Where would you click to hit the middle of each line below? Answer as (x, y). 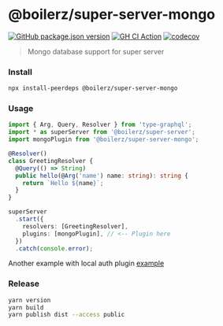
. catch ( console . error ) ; (54, 248)
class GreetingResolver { (50, 161)
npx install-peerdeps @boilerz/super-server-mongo (93, 88)
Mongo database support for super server (96, 51)
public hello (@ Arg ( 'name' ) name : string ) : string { (102, 176)
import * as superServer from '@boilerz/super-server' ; (102, 132)
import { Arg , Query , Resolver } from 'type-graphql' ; (100, 125)
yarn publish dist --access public (67, 315)
